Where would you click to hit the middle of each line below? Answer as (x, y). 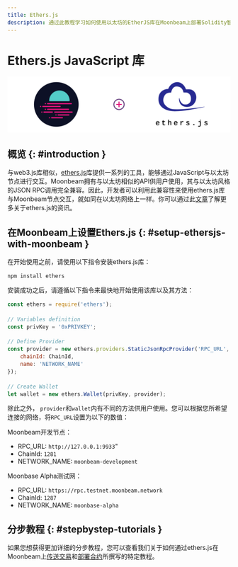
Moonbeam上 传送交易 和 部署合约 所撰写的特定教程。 (83, 556)
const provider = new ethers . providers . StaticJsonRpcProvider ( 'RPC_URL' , (119, 349)
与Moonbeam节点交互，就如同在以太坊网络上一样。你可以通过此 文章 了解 (114, 199)
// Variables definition (44, 319)
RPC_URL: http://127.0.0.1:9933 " (68, 447)
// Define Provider (36, 342)
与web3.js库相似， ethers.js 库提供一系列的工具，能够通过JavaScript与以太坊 (118, 173)
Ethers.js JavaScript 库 (76, 61)
